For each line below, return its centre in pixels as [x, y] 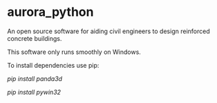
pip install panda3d [35, 78]
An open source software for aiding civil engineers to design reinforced [108, 31]
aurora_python [50, 12]
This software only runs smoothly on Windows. [74, 52]
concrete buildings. [35, 38]
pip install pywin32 [34, 92]
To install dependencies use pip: [53, 65]
